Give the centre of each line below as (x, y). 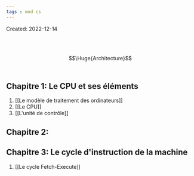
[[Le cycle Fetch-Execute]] (47, 166)
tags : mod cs (24, 12)
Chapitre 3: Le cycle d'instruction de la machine (97, 152)
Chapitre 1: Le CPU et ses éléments (72, 86)
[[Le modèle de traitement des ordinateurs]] (69, 101)
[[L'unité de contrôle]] (41, 113)
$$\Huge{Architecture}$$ (100, 58)
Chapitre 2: (27, 132)
